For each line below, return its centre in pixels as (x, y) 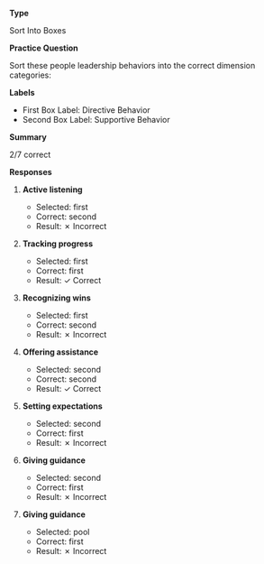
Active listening (52, 190)
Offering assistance (60, 352)
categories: (30, 75)
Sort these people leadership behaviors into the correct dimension (132, 65)
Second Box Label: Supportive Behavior (96, 120)
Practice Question (44, 48)
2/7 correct (30, 154)
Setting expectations (63, 406)
